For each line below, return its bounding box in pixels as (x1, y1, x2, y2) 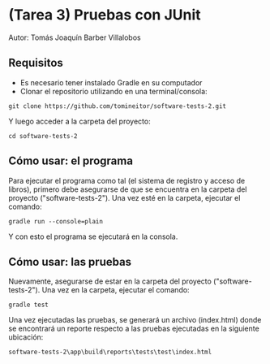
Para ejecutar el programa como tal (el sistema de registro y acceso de (8, 175, 246, 185)
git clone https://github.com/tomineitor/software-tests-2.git (8, 102, 227, 110)
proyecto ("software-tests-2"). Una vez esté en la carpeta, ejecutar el (8, 193, 241, 202)
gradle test (8, 301, 49, 310)
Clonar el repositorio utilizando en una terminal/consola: (19, 86, 208, 96)
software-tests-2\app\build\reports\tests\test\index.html (8, 348, 212, 357)
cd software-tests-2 (8, 132, 79, 140)
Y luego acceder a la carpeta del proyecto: (8, 116, 152, 126)
